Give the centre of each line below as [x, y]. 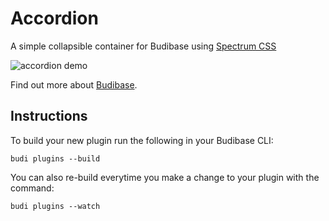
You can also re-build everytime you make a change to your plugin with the [165, 177]
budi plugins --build [55, 158]
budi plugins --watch [55, 206]
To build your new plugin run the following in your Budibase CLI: [142, 140]
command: [32, 188]
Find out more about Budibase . [74, 84]
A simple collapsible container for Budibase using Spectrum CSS [143, 46]
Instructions [49, 116]
